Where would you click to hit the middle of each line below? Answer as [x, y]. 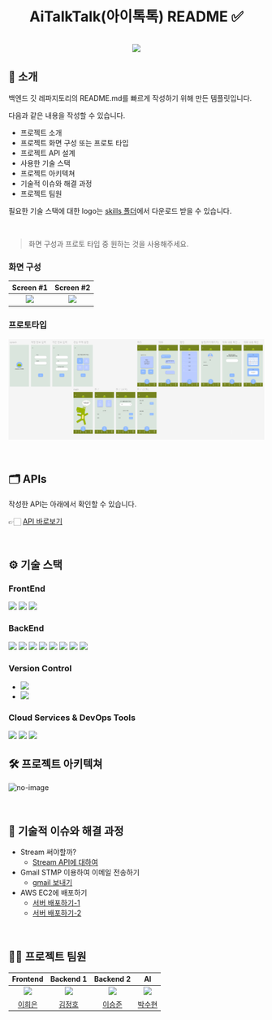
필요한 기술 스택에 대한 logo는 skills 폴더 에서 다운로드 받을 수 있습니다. [120, 211]
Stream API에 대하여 [65, 862]
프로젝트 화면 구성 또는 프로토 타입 [74, 142]
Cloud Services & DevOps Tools [72, 718]
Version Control [40, 668]
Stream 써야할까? [48, 852]
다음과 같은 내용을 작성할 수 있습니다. [67, 115]
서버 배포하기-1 [56, 902]
